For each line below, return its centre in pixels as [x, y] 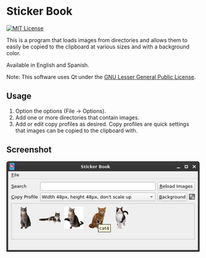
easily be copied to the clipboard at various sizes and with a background [98, 47]
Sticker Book [40, 11]
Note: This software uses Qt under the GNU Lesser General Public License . [101, 77]
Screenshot [29, 150]
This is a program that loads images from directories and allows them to [97, 40]
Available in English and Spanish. [48, 65]
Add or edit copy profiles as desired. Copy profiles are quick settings [102, 124]
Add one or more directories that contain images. [77, 117]
